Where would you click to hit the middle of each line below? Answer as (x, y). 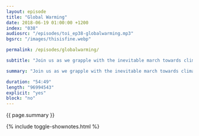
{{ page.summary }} (31, 115)
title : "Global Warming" (37, 17)
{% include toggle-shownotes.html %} (53, 127)
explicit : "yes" (26, 93)
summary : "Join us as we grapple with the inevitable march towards (92, 71)
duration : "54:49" (29, 82)
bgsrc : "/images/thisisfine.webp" (49, 39)
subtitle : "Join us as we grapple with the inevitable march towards (94, 60)
